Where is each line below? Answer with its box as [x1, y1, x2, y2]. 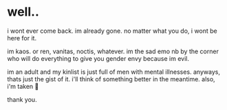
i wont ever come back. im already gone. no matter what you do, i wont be [7, 27, 218, 35]
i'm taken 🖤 [7, 82, 39, 90]
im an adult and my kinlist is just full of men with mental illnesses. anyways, [7, 68, 220, 76]
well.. [7, 4, 39, 20]
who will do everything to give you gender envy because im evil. [7, 54, 189, 62]
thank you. [7, 95, 37, 103]
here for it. [7, 33, 36, 42]
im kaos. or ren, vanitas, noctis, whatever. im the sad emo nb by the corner [7, 47, 219, 55]
